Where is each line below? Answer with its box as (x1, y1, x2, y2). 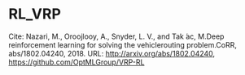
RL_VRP (8, 5, 61, 23)
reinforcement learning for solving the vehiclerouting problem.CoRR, (8, 40, 238, 49)
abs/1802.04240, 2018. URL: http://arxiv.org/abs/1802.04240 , (8, 48, 216, 58)
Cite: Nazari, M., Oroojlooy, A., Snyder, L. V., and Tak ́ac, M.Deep (8, 31, 225, 41)
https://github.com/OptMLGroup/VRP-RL (8, 57, 145, 67)
